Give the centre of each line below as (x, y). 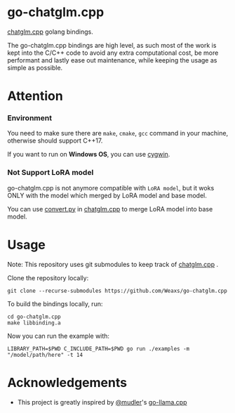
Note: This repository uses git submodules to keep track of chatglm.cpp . (113, 264)
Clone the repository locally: (48, 277)
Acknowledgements (67, 382)
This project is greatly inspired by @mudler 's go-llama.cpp (102, 402)
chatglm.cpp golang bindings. (50, 32)
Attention (35, 96)
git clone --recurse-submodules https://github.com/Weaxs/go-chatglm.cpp (117, 291)
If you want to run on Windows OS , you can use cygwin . (89, 155)
